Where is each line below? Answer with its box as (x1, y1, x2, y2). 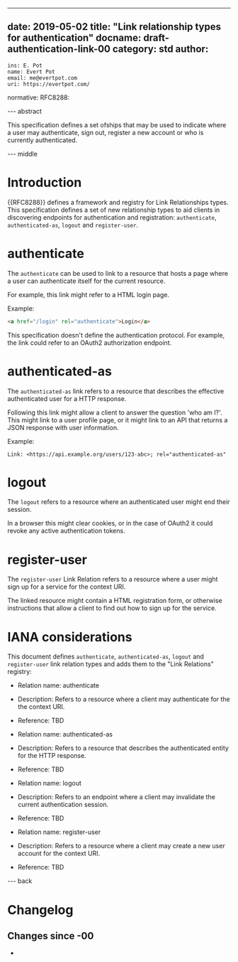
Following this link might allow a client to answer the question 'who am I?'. (7, 408, 222, 417)
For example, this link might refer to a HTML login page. (7, 290, 170, 299)
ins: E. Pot (7, 62, 42, 69)
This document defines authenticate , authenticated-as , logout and (7, 652, 204, 661)
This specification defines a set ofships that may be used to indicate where (7, 120, 227, 129)
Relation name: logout (17, 779, 81, 788)
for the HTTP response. (17, 752, 86, 760)
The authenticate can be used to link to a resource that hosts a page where (7, 269, 229, 277)
